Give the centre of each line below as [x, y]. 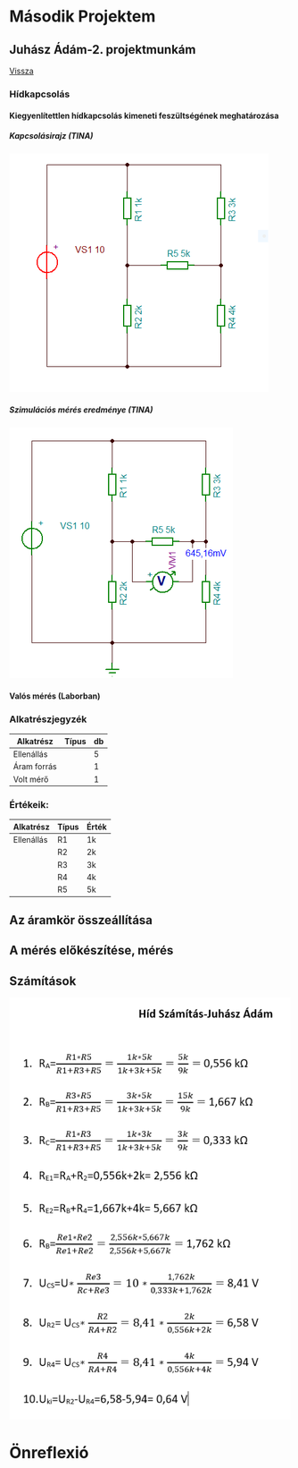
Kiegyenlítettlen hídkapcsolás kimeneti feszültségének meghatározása [144, 115]
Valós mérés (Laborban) [55, 696]
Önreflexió [49, 1453]
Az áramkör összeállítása [81, 920]
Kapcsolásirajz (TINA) [51, 136]
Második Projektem [83, 17]
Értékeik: [29, 805]
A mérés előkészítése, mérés [91, 950]
